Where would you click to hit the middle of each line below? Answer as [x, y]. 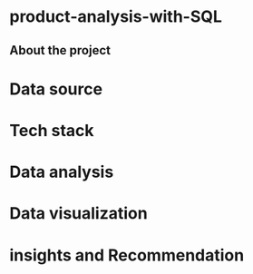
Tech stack [52, 130]
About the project [60, 50]
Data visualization [78, 214]
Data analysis [62, 172]
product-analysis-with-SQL [116, 17]
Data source [56, 89]
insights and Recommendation [127, 255]
